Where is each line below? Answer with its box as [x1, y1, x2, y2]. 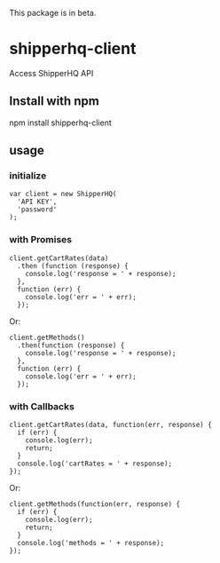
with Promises [9, 234, 73, 246]
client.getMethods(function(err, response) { [9, 500, 180, 509]
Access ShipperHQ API [9, 67, 94, 78]
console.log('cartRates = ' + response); [17, 459, 173, 469]
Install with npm [9, 93, 99, 109]
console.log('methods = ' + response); [17, 539, 165, 548]
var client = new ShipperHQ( [9, 190, 117, 199]
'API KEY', [17, 197, 58, 207]
